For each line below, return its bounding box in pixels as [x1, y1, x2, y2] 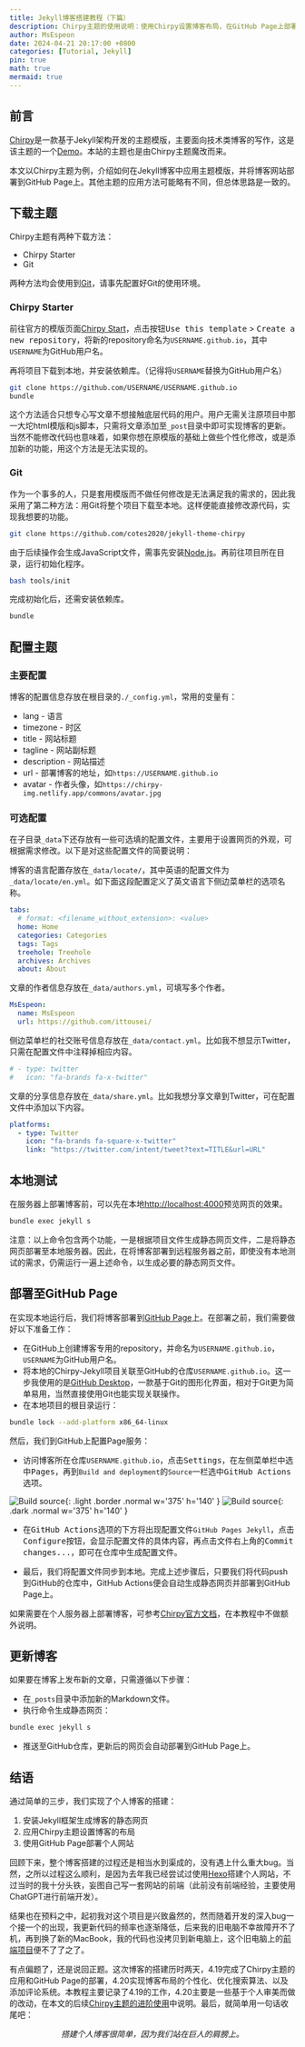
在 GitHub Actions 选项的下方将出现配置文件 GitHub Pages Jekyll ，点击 [22, 1523, 295, 1534]
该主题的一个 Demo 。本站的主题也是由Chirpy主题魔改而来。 [9, 145, 231, 156]
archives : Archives [17, 956, 92, 965]
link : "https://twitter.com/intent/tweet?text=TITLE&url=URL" [25, 1145, 266, 1154]
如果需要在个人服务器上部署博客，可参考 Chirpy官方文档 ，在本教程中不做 [9, 1608, 281, 1619]
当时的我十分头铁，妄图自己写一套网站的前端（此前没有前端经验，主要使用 [16, 1880, 296, 1891]
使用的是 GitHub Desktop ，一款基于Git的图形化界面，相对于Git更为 [38, 1376, 286, 1387]
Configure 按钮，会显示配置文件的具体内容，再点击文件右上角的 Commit [22, 1535, 294, 1546]
